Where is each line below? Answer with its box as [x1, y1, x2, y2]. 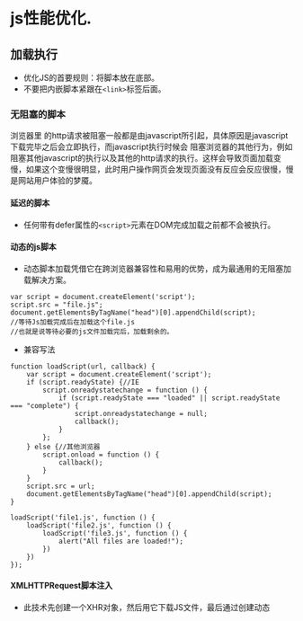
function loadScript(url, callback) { [10, 361, 156, 371]
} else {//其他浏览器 [26, 442, 101, 451]
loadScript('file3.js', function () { [42, 528, 188, 537]
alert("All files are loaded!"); [58, 537, 183, 546]
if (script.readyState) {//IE [26, 377, 140, 386]
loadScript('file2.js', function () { [26, 520, 172, 530]
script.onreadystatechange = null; [74, 409, 208, 418]
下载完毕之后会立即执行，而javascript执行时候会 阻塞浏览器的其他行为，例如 [10, 141, 293, 153]
